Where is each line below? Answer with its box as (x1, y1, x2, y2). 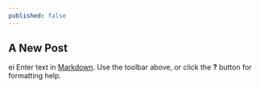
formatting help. (8, 71, 62, 81)
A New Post (8, 42, 68, 55)
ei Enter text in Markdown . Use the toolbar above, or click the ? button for (8, 62, 252, 72)
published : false (8, 11, 67, 20)
